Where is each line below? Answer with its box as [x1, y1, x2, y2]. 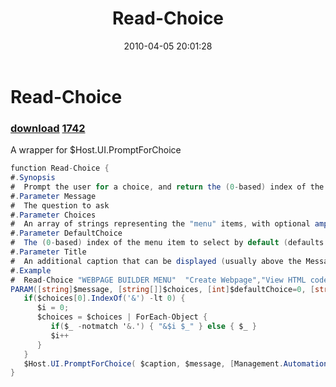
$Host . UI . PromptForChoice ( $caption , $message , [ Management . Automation [23, 358, 329, 369]
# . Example [10, 265, 52, 276]
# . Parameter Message [10, 191, 97, 201]
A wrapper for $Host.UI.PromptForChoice [10, 144, 182, 156]
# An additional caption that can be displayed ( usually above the [10, 256, 302, 266]
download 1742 [10, 121, 86, 135]
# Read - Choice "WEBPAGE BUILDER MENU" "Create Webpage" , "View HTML [10, 275, 307, 285]
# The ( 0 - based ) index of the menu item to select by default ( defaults [10, 238, 325, 248]
